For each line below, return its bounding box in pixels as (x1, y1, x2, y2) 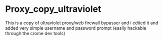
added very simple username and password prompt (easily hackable (5, 25, 146, 31)
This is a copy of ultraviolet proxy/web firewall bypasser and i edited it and (5, 20, 158, 26)
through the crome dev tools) (5, 30, 65, 36)
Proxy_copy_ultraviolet (5, 3, 101, 15)
